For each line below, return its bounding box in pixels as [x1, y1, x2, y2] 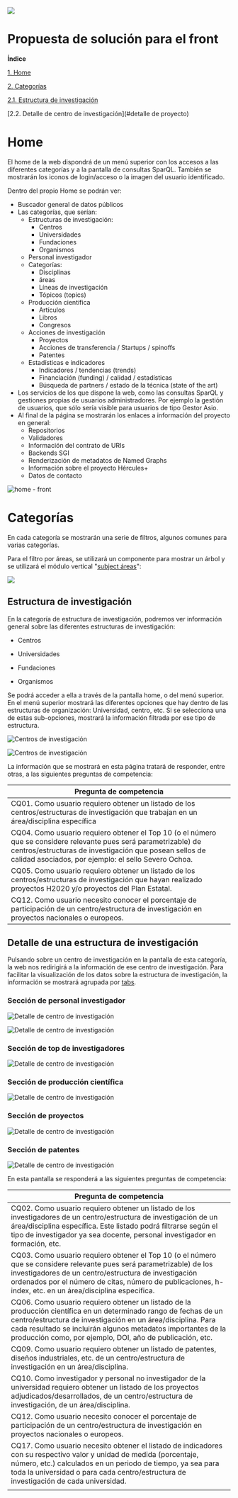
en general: [17, 418, 51, 427]
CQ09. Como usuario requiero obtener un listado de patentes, [11, 1344, 217, 1353]
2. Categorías [7, 81, 47, 90]
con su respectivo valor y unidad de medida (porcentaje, [11, 1449, 199, 1459]
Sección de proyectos [7, 1111, 84, 1121]
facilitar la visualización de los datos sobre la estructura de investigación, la [7, 971, 228, 979]
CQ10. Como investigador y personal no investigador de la [11, 1373, 206, 1383]
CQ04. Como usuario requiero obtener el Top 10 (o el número [11, 828, 217, 838]
